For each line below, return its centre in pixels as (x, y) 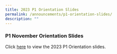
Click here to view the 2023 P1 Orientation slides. (56, 47)
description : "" (22, 19)
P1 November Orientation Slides (44, 36)
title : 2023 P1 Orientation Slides (42, 10)
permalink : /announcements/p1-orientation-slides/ (59, 14)
